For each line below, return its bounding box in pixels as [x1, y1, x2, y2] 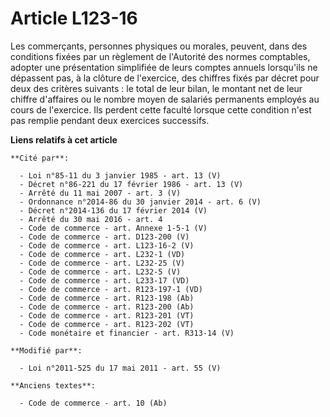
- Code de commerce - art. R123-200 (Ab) [19, 302, 195, 312]
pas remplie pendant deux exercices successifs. [10, 114, 210, 126]
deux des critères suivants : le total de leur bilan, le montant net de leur [10, 82, 303, 94]
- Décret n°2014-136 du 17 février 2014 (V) [19, 205, 208, 216]
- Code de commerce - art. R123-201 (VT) [19, 310, 195, 321]
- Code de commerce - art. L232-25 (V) [19, 258, 186, 268]
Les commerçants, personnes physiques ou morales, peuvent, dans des [10, 40, 308, 52]
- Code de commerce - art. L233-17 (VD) [19, 275, 190, 286]
